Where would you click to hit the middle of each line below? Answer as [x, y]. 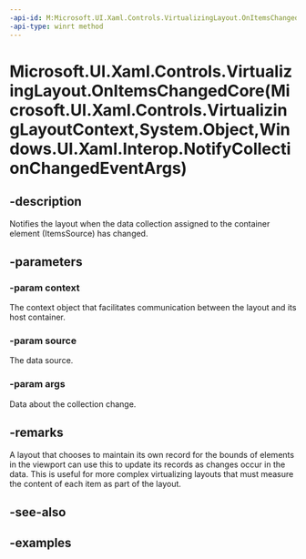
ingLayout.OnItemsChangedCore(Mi [150, 91]
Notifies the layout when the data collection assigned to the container [140, 223]
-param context [45, 288]
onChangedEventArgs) [98, 168]
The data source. [41, 361]
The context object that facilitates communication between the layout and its [153, 308]
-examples [41, 543]
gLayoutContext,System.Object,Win [150, 129]
